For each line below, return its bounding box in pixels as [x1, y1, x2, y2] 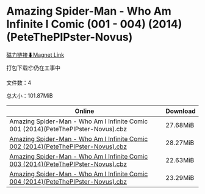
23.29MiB [165, 173, 195, 182]
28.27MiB [165, 138, 195, 147]
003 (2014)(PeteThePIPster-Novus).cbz [9, 160, 127, 168]
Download [165, 107, 196, 115]
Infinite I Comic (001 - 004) [6, 17, 146, 31]
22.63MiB [165, 156, 195, 164]
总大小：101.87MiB [6, 92, 53, 99]
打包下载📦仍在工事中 [6, 64, 61, 71]
